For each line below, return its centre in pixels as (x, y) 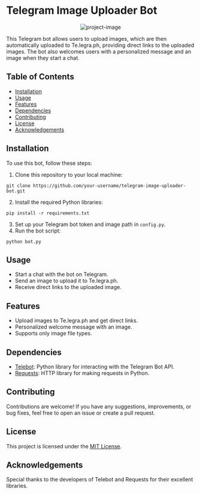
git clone (19, 186)
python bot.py (24, 242)
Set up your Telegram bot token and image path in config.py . (90, 224)
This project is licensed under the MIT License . (64, 446)
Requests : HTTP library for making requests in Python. (82, 373)
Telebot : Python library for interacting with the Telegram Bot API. (95, 367)
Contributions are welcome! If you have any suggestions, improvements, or (99, 406)
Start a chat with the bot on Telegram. (62, 275)
